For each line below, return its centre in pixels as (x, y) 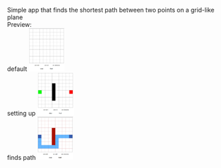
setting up (21, 113)
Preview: (20, 24)
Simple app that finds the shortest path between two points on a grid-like (111, 10)
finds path (22, 157)
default (17, 69)
